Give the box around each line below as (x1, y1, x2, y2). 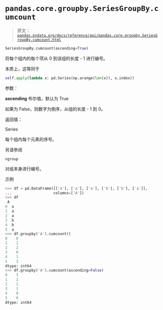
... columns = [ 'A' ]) (5, 190, 84, 195)
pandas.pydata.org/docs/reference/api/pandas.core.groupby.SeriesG (17, 33, 158, 38)
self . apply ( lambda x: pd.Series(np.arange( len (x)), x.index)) (5, 76, 135, 80)
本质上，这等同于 (5, 66, 40, 72)
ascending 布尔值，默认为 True (5, 95, 69, 102)
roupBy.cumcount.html (17, 37, 61, 42)
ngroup (5, 156, 19, 161)
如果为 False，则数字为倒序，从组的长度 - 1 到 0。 (5, 106, 106, 112)
